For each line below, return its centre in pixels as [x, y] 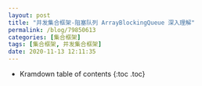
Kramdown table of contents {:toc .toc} [82, 74]
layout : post [29, 15]
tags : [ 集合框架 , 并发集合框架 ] [55, 45]
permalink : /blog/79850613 [52, 30]
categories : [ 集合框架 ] [44, 37]
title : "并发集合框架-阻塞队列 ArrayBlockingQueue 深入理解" [102, 23]
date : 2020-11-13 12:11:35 [52, 52]
